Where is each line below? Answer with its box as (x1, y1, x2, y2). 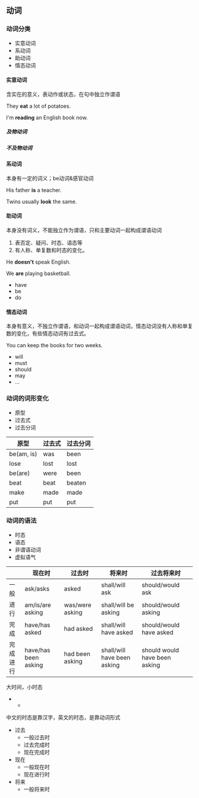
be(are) (9, 469, 30, 477)
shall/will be (101, 601, 134, 609)
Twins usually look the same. (6, 198, 77, 205)
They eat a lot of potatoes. (6, 102, 71, 110)
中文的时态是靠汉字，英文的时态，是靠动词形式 (6, 713, 120, 721)
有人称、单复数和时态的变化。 (14, 246, 88, 254)
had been (64, 649, 91, 658)
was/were (64, 601, 92, 609)
